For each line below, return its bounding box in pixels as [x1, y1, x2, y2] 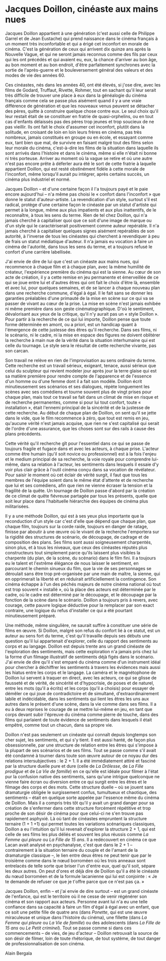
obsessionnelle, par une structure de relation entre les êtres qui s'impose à [5, 742, 158, 748]
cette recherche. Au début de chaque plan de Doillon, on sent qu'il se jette [5, 410, 157, 416]
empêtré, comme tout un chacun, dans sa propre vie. [5, 722, 114, 728]
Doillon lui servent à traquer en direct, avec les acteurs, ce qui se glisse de [5, 674, 157, 680]
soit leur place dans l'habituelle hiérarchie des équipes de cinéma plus [5, 498, 148, 504]
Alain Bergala [5, 950, 32, 956]
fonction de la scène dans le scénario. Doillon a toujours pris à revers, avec [5, 597, 158, 603]
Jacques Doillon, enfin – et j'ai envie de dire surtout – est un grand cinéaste [5, 888, 159, 894]
